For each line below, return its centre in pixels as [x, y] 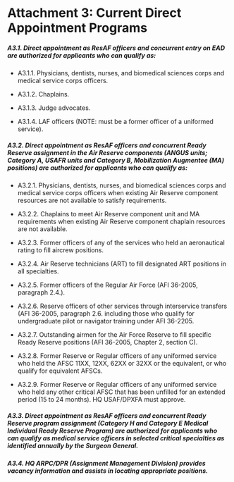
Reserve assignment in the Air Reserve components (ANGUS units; [107, 152]
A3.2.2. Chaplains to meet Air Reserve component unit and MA [109, 214]
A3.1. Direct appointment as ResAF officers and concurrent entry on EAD [116, 48]
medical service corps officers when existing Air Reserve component [118, 193]
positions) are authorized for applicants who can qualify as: [98, 168]
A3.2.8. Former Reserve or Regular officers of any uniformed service [117, 356]
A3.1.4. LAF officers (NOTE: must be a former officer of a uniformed [115, 122]
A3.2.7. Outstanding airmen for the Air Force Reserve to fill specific [114, 335]
